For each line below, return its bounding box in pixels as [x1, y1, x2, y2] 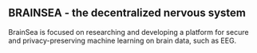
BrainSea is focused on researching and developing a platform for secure [8, 27, 249, 36]
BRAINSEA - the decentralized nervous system [8, 6, 246, 20]
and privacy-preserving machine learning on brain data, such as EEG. [8, 36, 237, 45]
